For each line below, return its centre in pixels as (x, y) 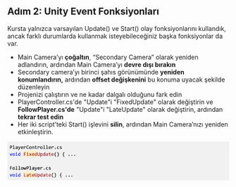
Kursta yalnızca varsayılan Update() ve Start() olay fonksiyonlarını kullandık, (117, 28)
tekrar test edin (41, 117)
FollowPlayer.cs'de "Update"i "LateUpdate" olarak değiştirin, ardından (120, 109)
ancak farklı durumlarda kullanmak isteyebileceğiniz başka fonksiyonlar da (115, 36)
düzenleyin (33, 86)
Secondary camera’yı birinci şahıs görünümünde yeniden (101, 72)
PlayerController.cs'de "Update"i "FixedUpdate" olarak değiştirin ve (115, 102)
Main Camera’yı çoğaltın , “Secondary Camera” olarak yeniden (108, 57)
